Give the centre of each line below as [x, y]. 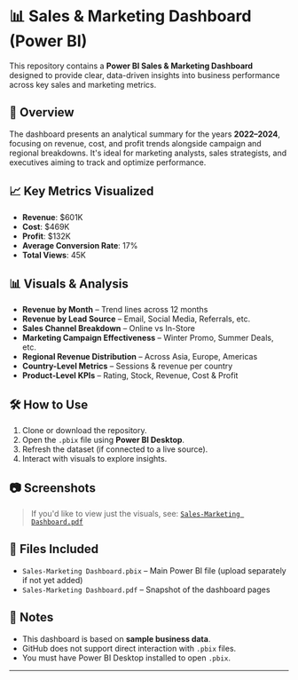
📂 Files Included [54, 549]
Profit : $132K [46, 236]
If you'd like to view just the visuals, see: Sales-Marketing [136, 514]
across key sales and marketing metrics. [83, 84]
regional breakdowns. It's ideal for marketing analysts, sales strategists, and [148, 153]
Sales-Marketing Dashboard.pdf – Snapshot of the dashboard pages [146, 589]
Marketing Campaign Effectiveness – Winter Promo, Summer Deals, [148, 338]
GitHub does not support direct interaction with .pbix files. [129, 648]
